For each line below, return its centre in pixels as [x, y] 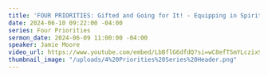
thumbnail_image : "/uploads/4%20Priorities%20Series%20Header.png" [123, 60]
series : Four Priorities [49, 30]
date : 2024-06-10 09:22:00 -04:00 [66, 23]
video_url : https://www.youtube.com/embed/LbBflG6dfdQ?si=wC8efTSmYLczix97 [137, 52]
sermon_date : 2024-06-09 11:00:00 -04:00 [78, 38]
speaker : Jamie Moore [44, 45]
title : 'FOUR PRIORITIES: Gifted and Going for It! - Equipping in [123, 15]
